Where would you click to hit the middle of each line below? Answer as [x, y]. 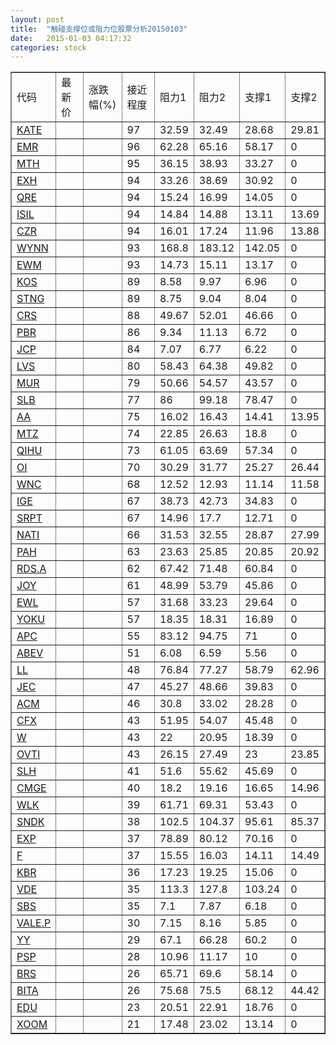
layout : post [37, 19]
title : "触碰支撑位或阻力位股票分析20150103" [99, 29]
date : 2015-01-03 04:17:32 [71, 38]
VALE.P [34, 923]
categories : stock [48, 47]
